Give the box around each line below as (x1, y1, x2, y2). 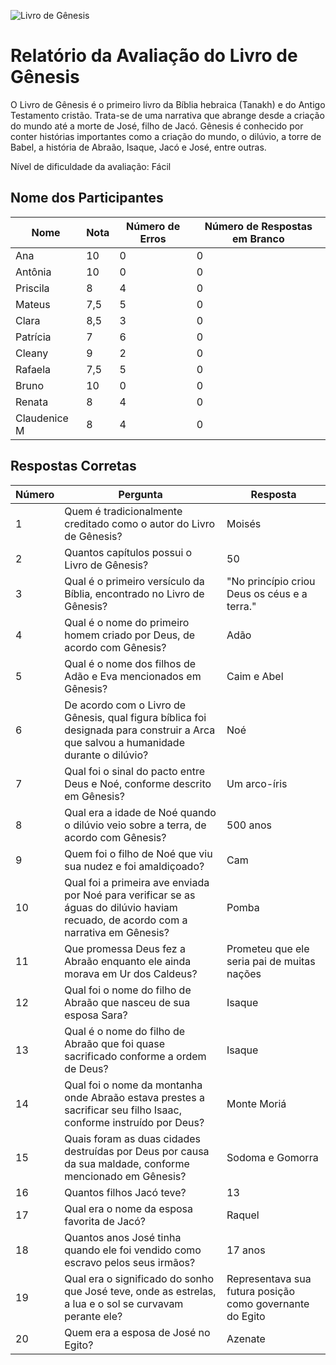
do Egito (226, 1309, 266, 1323)
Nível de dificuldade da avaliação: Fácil (10, 160, 172, 172)
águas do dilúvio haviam (64, 900, 178, 914)
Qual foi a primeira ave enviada (64, 875, 210, 889)
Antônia (15, 265, 52, 279)
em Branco (232, 231, 285, 245)
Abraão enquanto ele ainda (64, 954, 192, 968)
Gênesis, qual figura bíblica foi (64, 710, 207, 724)
